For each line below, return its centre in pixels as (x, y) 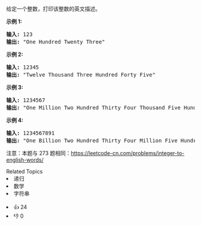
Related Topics (25, 171)
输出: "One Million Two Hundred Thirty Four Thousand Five (94, 107)
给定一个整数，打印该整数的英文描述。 (53, 9)
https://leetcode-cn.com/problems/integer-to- (128, 153)
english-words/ (25, 160)
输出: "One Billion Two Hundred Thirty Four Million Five (92, 140)
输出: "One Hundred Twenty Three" (56, 42)
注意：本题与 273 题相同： (39, 153)
